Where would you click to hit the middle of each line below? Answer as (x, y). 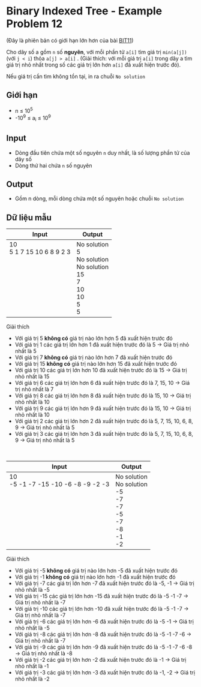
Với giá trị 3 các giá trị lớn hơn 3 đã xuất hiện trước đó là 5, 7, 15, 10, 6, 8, (104, 434)
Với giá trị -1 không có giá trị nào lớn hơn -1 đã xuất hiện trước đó (95, 577)
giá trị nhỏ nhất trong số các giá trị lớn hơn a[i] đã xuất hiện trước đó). (94, 65)
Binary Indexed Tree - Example (84, 11)
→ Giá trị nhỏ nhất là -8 (44, 653)
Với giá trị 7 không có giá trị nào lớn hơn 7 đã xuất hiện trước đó (94, 357)
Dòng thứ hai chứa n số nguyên (53, 165)
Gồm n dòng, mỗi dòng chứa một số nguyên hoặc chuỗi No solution (99, 198)
